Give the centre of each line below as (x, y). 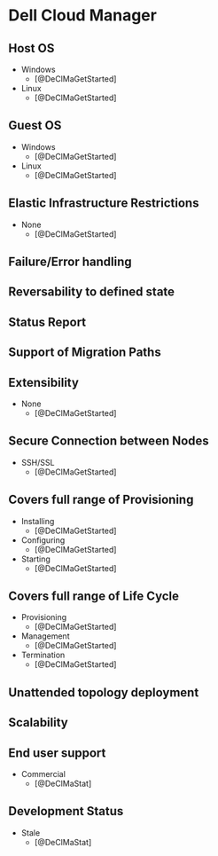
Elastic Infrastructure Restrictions (104, 204)
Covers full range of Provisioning (101, 500)
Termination (43, 655)
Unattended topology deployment (104, 692)
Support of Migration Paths (85, 353)
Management (45, 636)
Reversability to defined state (91, 292)
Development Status (66, 811)
